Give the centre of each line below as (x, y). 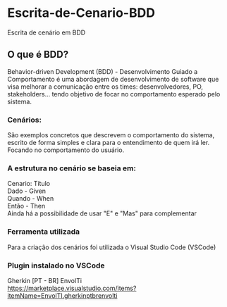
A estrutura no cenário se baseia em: (72, 168)
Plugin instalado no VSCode (56, 265)
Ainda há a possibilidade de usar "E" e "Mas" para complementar (102, 213)
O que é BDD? (38, 55)
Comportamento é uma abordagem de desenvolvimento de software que (113, 79)
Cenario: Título (29, 184)
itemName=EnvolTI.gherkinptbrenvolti (62, 295)
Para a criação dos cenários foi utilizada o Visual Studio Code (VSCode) (112, 247)
